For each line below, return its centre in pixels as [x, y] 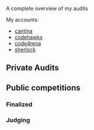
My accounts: [22, 20]
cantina [24, 31]
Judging [18, 120]
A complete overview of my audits [47, 8]
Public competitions [43, 88]
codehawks [28, 37]
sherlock [25, 50]
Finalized [19, 104]
